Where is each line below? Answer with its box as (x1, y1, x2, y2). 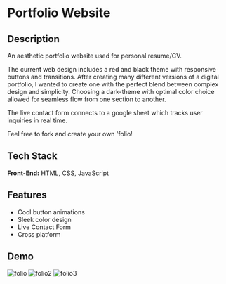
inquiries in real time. (7, 116, 68, 124)
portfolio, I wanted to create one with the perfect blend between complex (7, 80, 219, 89)
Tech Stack (7, 150, 58, 162)
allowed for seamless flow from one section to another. (7, 95, 166, 103)
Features (7, 189, 47, 201)
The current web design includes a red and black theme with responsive (7, 65, 216, 73)
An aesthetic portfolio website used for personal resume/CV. (7, 51, 182, 60)
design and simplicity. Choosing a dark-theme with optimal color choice (7, 88, 215, 96)
